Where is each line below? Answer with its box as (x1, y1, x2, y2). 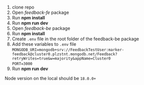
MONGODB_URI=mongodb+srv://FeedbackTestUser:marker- (11, 47, 124, 52)
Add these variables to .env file (11, 41, 76, 47)
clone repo (11, 4, 34, 10)
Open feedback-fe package (11, 9, 69, 15)
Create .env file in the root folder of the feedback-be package (11, 36, 139, 42)
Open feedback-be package (11, 25, 70, 31)
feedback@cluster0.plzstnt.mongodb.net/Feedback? (11, 52, 118, 57)
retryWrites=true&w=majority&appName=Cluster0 (11, 56, 111, 61)
